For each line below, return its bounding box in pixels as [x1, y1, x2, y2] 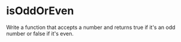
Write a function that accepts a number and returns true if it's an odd [6, 24, 176, 31]
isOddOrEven [6, 4, 74, 18]
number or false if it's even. [6, 30, 74, 37]
